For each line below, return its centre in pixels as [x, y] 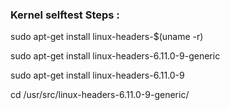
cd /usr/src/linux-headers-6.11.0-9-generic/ [100, 95]
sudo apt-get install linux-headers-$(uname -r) [107, 37]
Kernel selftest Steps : [65, 15]
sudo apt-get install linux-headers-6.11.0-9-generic [115, 56]
